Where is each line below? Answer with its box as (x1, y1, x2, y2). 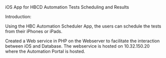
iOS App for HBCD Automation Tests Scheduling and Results (5, 4, 130, 10)
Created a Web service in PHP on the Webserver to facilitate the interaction (5, 38, 160, 44)
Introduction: (5, 14, 31, 19)
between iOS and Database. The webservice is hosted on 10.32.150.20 (5, 43, 150, 49)
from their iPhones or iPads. (5, 29, 62, 34)
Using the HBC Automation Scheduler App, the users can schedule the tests (5, 23, 162, 29)
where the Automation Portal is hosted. (5, 49, 86, 54)
